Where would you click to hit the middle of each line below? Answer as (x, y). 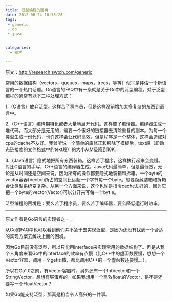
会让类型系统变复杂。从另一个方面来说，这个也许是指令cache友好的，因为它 (86, 186)
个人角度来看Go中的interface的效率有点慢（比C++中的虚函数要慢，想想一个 (85, 253)
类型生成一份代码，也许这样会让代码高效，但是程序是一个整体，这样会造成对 (86, 137)
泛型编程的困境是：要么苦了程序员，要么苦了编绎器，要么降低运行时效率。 (84, 203)
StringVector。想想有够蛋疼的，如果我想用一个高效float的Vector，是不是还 (84, 277)
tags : (11, 19)
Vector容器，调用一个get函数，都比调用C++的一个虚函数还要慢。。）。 (78, 260)
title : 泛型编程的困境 (27, 10)
